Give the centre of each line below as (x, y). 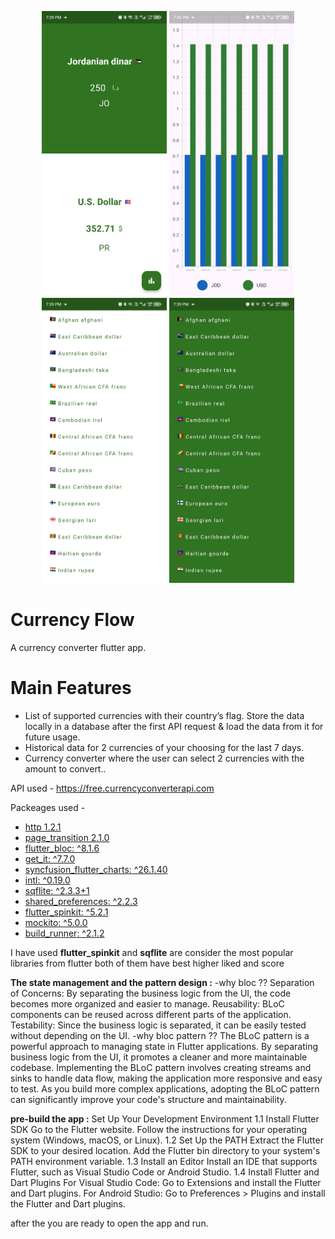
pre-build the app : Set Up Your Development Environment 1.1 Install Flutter (165, 1119)
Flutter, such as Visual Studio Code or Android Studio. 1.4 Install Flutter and (165, 1172)
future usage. (52, 737)
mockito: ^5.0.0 (56, 923)
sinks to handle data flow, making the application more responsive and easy (166, 1078)
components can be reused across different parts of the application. (151, 1015)
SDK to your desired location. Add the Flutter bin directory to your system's (165, 1151)
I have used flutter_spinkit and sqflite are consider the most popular (152, 953)
